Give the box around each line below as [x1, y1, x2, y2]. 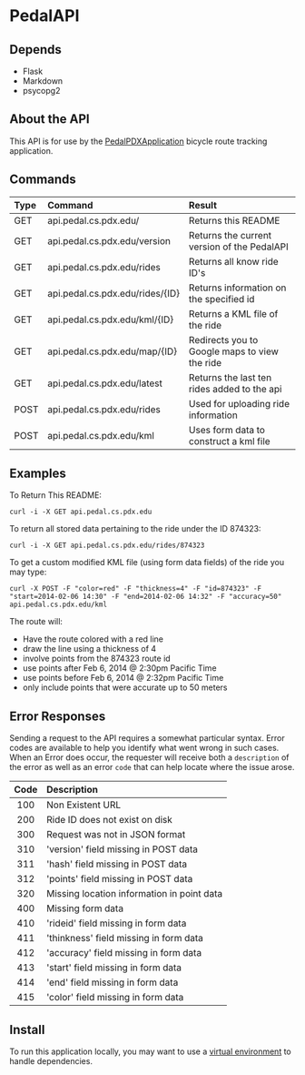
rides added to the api [189, 382, 282, 395]
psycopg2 [22, 86, 61, 96]
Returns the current [189, 228, 272, 241]
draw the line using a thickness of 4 [22, 644, 157, 654]
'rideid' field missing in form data [46, 917, 187, 929]
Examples [9, 466, 66, 482]
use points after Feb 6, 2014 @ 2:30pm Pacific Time [22, 663, 217, 674]
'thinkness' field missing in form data [46, 932, 204, 945]
